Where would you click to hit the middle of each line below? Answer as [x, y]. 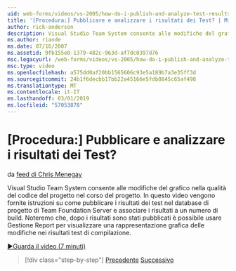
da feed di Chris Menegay [45, 174]
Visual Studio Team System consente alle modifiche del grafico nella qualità [117, 187]
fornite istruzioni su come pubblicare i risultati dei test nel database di [108, 203]
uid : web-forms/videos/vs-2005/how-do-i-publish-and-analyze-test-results [119, 14]
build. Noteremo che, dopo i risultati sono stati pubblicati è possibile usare [114, 218]
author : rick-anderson [40, 27]
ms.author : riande [34, 40]
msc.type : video [31, 66]
